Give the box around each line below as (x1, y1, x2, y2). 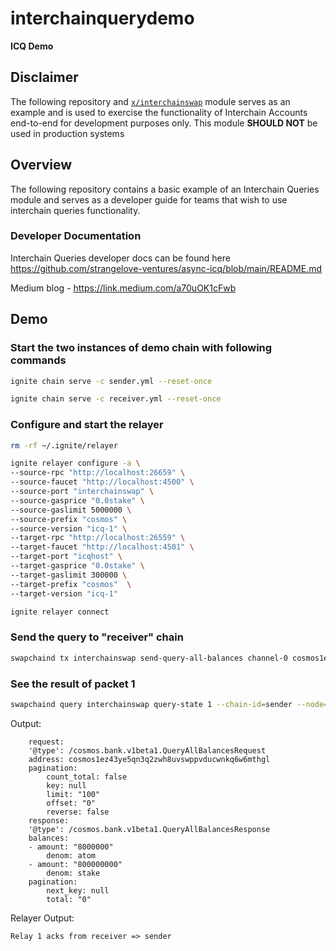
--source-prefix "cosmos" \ (10, 514, 128, 524)
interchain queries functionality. (10, 204, 141, 216)
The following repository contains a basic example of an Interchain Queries (10, 183, 320, 195)
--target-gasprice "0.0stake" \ (10, 561, 145, 571)
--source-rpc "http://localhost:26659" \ (10, 468, 186, 478)
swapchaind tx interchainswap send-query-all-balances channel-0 (10, 653, 288, 663)
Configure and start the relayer (10, 418, 164, 432)
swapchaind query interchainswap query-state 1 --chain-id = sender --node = (10, 699, 329, 709)
